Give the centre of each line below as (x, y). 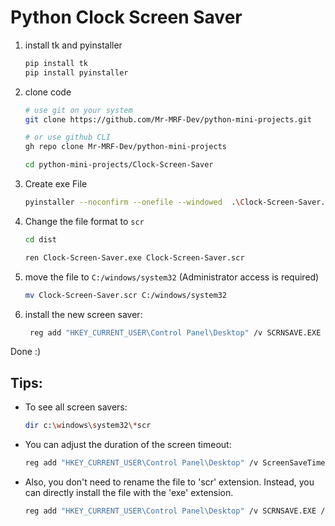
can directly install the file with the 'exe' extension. (129, 492)
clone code (48, 92)
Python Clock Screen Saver (126, 17)
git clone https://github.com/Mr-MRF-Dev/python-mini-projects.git (168, 119)
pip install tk (56, 63)
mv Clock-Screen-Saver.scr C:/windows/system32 (125, 295)
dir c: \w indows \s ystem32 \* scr (88, 426)
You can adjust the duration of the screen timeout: (128, 445)
